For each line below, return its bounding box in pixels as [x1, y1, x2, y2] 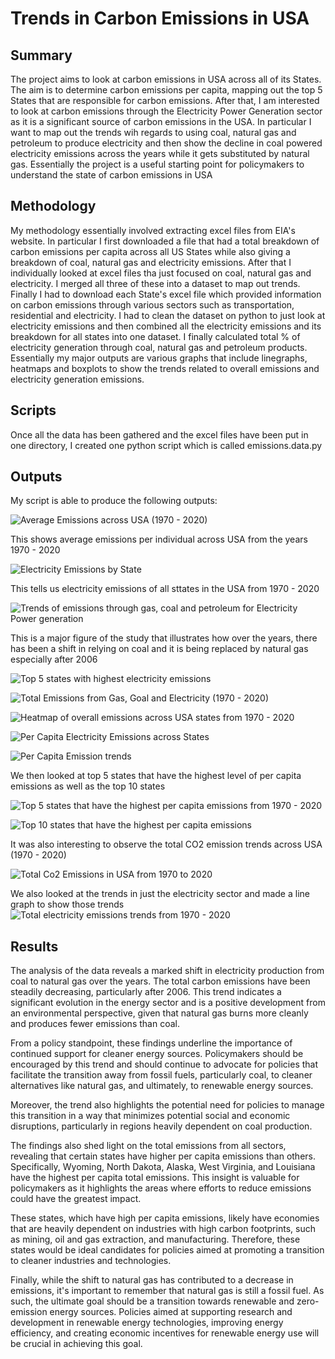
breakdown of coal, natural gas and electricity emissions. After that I [10, 256, 292, 268]
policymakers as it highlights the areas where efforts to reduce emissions [10, 1182, 312, 1194]
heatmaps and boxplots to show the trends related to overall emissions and [10, 362, 320, 374]
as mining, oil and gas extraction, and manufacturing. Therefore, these [10, 1233, 301, 1246]
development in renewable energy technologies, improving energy [10, 1317, 284, 1329]
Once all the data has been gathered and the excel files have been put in [10, 428, 309, 441]
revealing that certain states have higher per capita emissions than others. [10, 1150, 316, 1162]
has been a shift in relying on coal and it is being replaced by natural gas [10, 643, 309, 655]
